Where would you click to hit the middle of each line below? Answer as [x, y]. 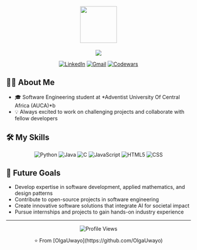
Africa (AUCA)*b [35, 105]
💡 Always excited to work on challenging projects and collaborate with [99, 112]
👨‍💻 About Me [30, 82]
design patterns [34, 193]
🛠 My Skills [28, 138]
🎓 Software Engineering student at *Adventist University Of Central [97, 97]
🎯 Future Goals [33, 173]
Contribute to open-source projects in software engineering [87, 200]
